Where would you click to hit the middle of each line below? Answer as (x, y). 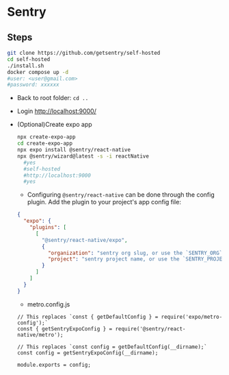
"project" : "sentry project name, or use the (113, 259)
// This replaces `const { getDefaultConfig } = (87, 317)
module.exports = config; (54, 365)
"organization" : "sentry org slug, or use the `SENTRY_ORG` (135, 253)
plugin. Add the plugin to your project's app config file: (104, 202)
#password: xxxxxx (33, 85)
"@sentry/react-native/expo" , (85, 240)
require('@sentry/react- (150, 329)
